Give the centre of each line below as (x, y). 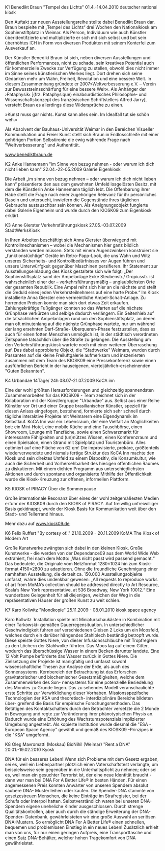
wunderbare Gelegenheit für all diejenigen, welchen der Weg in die (73, 595)
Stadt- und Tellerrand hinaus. (35, 514)
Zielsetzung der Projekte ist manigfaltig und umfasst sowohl (66, 661)
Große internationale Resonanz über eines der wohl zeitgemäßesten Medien (82, 498)
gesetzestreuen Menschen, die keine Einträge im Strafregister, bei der (76, 796)
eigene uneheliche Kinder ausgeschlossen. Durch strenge (85, 806)
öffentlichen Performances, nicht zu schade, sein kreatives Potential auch (80, 63)
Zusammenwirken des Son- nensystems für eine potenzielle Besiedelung (79, 682)
